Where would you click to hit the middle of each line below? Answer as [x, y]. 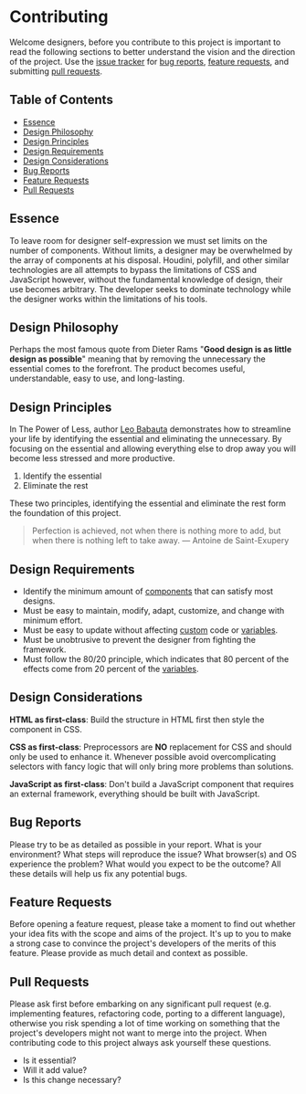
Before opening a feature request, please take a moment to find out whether [153, 924]
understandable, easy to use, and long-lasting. [97, 379]
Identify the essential [62, 476]
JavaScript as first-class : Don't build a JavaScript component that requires [152, 784]
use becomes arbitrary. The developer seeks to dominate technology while [150, 289]
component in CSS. [46, 729]
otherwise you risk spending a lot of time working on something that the [145, 1024]
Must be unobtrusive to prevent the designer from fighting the [139, 640]
